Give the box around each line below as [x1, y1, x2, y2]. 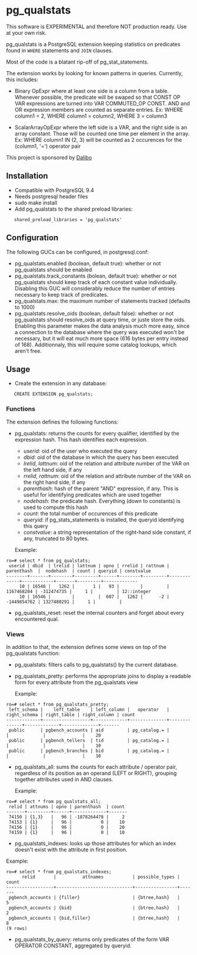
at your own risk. [6, 29, 47, 36]
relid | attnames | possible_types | [21, 874, 181, 880]
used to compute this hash [23, 504, 88, 511]
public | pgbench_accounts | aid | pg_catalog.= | [8, 727, 169, 733]
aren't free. [14, 347, 42, 354]
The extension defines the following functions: [6, 418, 119, 425]
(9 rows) [6, 925, 28, 931]
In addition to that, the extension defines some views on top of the [6, 643, 166, 650]
